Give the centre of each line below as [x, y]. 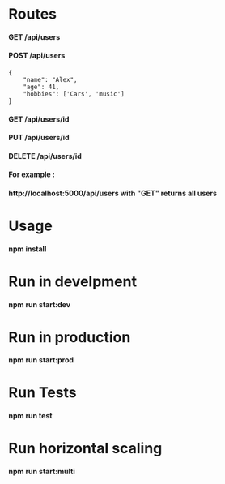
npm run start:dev [40, 304]
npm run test [30, 416]
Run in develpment [73, 281]
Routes [32, 14]
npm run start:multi [42, 471]
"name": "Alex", [51, 79]
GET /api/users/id [39, 119]
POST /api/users [37, 56]
